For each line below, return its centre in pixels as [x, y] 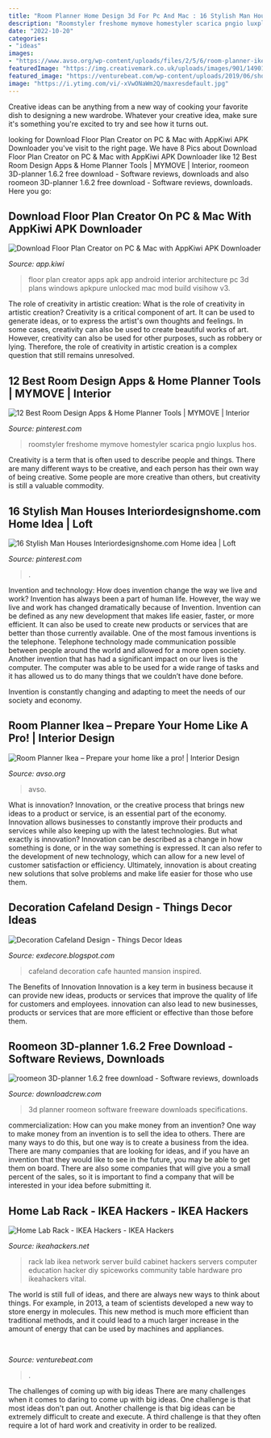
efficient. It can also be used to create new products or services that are [128, 624]
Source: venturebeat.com [51, 1360]
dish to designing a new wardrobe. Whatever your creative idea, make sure [133, 115]
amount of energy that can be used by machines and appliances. [116, 1329]
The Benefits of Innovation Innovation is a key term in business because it [131, 986]
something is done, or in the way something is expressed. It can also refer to [135, 848]
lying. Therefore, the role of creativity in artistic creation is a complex [123, 347]
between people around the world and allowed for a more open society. [127, 650]
